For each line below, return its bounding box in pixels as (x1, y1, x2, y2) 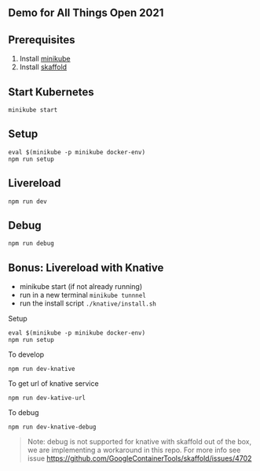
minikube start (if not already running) (19, 282, 143, 291)
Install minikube (19, 54, 71, 64)
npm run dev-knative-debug (8, 423, 97, 432)
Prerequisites (8, 33, 75, 46)
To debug (8, 408, 39, 417)
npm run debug (8, 239, 55, 247)
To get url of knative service (8, 379, 100, 388)
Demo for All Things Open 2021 (8, 6, 164, 20)
